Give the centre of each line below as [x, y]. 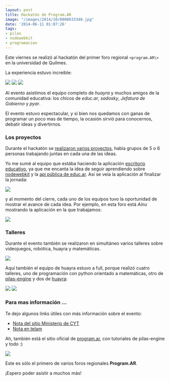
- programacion [21, 43]
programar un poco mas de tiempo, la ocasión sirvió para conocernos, [79, 119]
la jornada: [16, 180]
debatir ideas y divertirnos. [33, 124]
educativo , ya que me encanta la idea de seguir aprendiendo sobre [75, 169]
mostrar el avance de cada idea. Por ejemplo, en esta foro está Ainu [76, 204]
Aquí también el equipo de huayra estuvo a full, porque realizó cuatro [77, 268]
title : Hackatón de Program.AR [38, 15]
